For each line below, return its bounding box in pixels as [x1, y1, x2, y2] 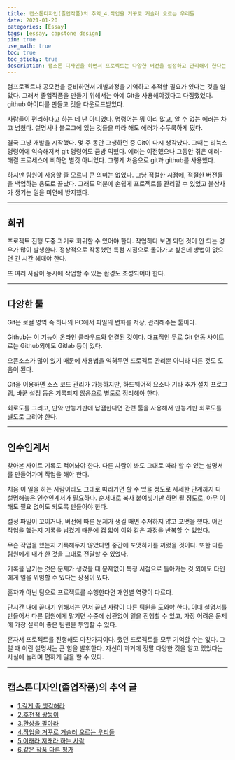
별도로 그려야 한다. [7, 413, 58, 421]
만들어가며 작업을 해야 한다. [14, 470, 90, 479]
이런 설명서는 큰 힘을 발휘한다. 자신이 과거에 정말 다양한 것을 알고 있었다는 [22, 644, 224, 652]
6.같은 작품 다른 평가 [17, 745, 73, 754]
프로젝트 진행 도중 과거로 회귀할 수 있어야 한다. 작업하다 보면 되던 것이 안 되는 [7, 237, 218, 245]
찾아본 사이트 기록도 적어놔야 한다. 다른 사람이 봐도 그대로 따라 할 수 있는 [7, 461, 205, 470]
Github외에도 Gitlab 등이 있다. [20, 342, 103, 350]
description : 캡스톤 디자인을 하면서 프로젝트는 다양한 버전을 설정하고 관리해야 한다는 [7, 62, 227, 69]
